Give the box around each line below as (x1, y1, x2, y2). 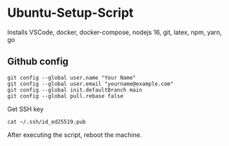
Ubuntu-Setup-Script (7, 5, 134, 21)
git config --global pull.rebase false (7, 92, 124, 99)
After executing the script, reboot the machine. (7, 131, 142, 139)
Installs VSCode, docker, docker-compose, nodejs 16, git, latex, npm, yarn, (7, 28, 222, 36)
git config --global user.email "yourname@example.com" (7, 80, 174, 87)
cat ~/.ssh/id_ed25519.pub (7, 118, 86, 125)
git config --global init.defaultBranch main (7, 86, 142, 94)
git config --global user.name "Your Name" (7, 74, 137, 81)
